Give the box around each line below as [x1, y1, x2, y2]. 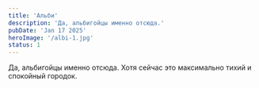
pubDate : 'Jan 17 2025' [8, 26, 87, 34]
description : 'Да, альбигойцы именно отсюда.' [8, 19, 165, 27]
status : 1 [8, 41, 41, 49]
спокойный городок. [8, 71, 78, 81]
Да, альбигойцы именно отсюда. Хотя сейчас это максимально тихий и [8, 63, 252, 72]
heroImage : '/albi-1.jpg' [8, 33, 93, 42]
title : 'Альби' [8, 11, 59, 20]
